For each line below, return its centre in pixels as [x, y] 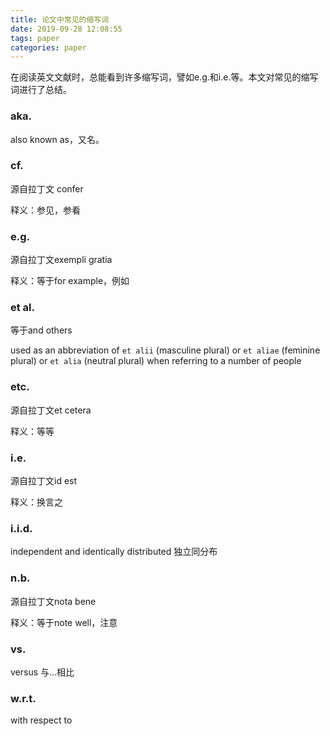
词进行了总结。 [41, 90]
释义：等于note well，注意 [64, 622]
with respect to [41, 720]
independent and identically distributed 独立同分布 [114, 552]
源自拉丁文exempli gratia [61, 260]
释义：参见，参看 [45, 210]
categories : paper [48, 47]
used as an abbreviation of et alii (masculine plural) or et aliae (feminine [165, 350]
